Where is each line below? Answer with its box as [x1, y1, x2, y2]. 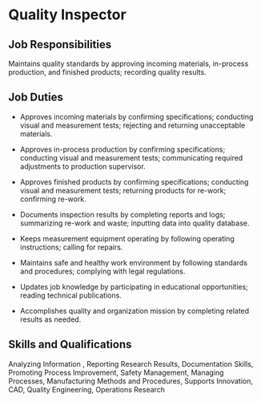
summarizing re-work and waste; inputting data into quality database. [19, 218, 250, 228]
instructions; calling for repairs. [19, 242, 123, 252]
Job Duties [8, 91, 64, 104]
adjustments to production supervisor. [19, 161, 146, 171]
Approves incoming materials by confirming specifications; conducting [19, 112, 254, 121]
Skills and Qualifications [8, 338, 132, 351]
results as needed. [19, 315, 82, 324]
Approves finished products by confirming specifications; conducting [19, 177, 249, 186]
